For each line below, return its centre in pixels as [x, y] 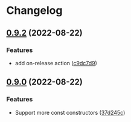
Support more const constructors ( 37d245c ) [70, 112]
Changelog [34, 11]
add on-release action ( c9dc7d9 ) [56, 63]
